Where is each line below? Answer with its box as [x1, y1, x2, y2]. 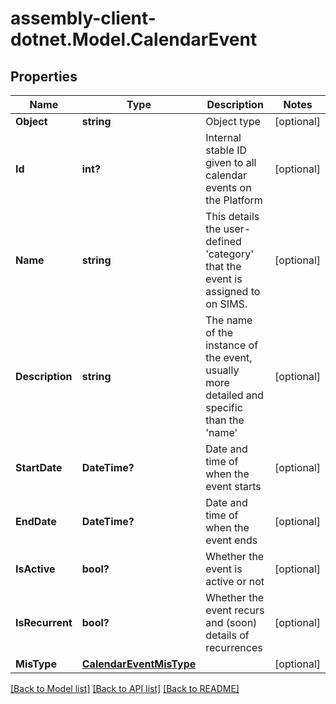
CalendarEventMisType [81, 657, 197, 671]
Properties [10, 68, 78, 85]
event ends [205, 533, 258, 547]
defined [205, 235, 242, 248]
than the [205, 413, 245, 427]
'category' [205, 247, 254, 261]
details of [205, 628, 250, 642]
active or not [205, 575, 265, 588]
